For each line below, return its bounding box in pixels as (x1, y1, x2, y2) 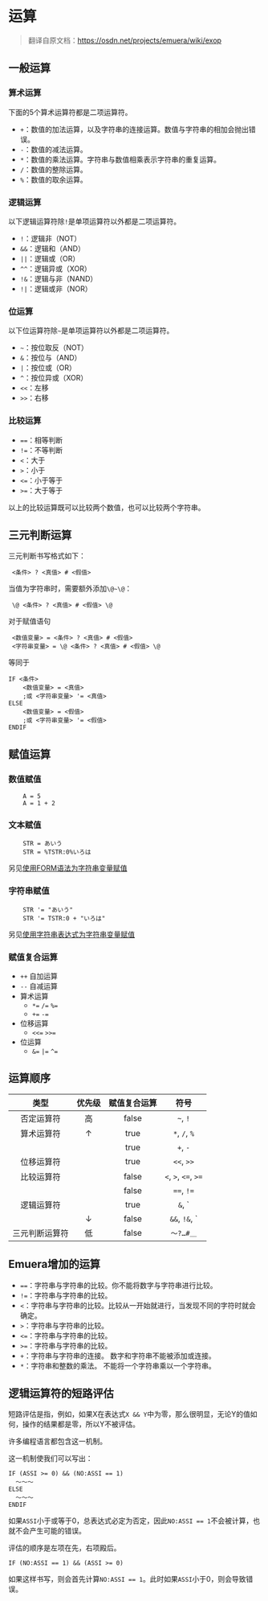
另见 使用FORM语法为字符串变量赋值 (8, 863, 128, 873)
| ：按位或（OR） (19, 363, 76, 372)
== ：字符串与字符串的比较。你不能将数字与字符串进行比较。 (19, 1280, 218, 1290)
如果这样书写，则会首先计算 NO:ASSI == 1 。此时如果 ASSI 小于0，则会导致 (8, 1574, 246, 1584)
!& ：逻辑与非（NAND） (19, 274, 98, 283)
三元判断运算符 (12, 1228, 70, 1239)
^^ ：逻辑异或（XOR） (19, 263, 91, 274)
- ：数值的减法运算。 (19, 144, 87, 154)
